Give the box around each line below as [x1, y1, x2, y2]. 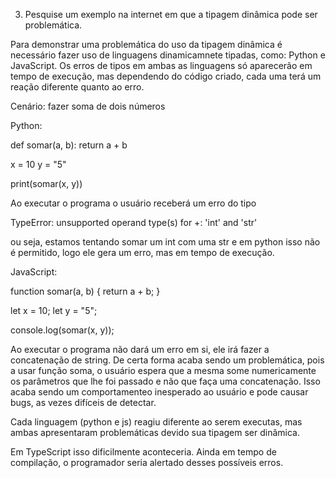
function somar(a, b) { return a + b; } [10, 285, 161, 297]
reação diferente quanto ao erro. [10, 81, 145, 93]
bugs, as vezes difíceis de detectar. [10, 397, 157, 408]
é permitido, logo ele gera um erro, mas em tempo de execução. [10, 247, 275, 258]
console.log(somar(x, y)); [10, 324, 115, 336]
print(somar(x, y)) [10, 178, 83, 189]
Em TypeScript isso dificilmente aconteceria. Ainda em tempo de [10, 446, 277, 458]
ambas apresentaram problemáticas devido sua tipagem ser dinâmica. [10, 427, 300, 438]
